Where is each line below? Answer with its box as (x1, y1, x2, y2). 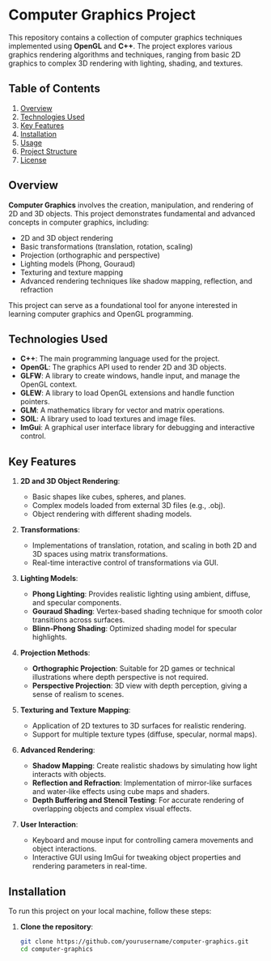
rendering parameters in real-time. (32, 861, 147, 871)
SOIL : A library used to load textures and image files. (19, 414, 197, 424)
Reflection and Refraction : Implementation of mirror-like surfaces (32, 778, 252, 788)
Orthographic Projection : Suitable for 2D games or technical (32, 664, 235, 673)
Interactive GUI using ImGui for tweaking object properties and (32, 852, 241, 862)
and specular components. (32, 598, 122, 608)
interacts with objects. (32, 770, 107, 779)
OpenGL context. (19, 379, 78, 390)
